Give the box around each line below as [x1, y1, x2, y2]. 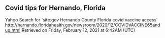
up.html [5, 27, 21, 33]
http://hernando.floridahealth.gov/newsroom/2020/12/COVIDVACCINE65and [5, 22, 160, 28]
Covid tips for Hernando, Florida [5, 4, 106, 12]
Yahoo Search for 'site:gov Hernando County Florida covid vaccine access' [5, 17, 158, 22]
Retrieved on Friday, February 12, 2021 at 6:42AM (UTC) [21, 27, 135, 33]
